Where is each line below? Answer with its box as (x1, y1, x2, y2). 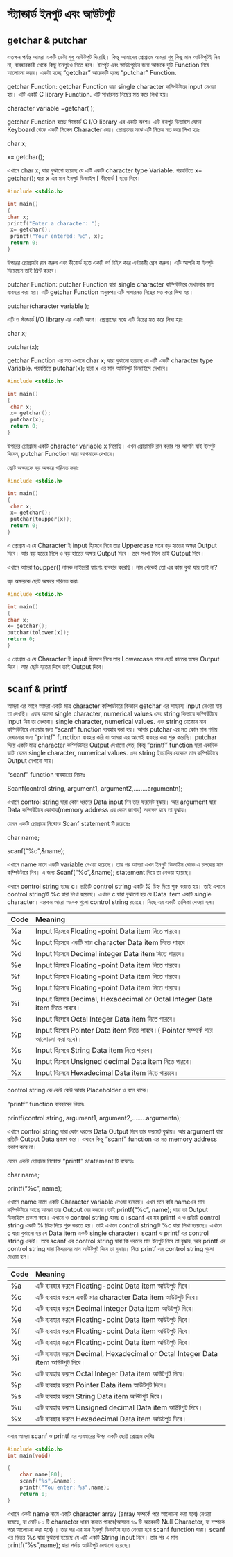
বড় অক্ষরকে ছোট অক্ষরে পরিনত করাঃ (7, 576, 79, 585)
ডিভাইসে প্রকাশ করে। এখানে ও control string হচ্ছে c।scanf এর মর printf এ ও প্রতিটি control (7, 1213, 221, 1221)
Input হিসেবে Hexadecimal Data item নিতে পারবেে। (35, 1067, 179, 1077)
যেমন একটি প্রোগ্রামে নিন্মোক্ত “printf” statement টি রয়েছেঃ (7, 1156, 134, 1165)
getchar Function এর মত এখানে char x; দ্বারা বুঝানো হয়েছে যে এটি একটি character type (7, 356, 214, 364)
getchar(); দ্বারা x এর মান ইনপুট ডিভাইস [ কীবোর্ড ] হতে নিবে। (7, 174, 141, 182)
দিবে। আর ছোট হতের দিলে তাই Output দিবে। (7, 662, 105, 670)
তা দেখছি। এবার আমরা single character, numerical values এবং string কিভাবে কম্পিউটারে (7, 709, 218, 718)
